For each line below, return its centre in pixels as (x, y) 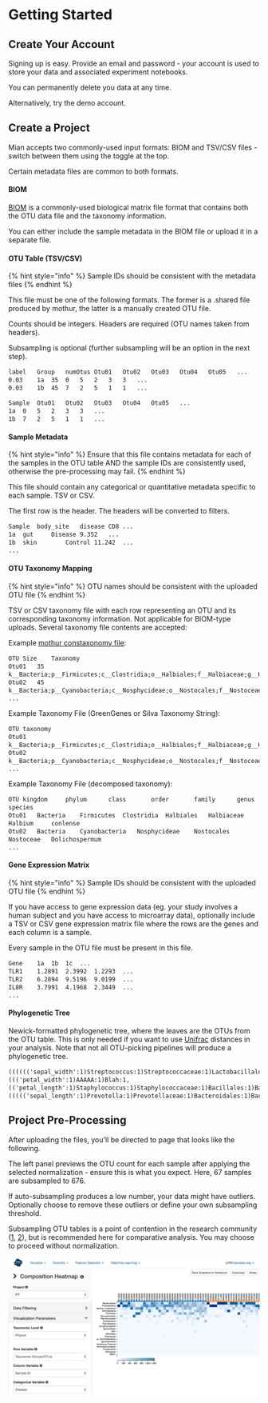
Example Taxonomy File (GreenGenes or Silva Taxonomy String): (114, 713)
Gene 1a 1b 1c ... (49, 963)
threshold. (25, 1213)
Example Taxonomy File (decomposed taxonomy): (91, 783)
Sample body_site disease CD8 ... (71, 527)
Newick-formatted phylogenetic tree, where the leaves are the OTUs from (129, 1031)
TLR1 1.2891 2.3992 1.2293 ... (71, 971)
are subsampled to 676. (47, 1181)
